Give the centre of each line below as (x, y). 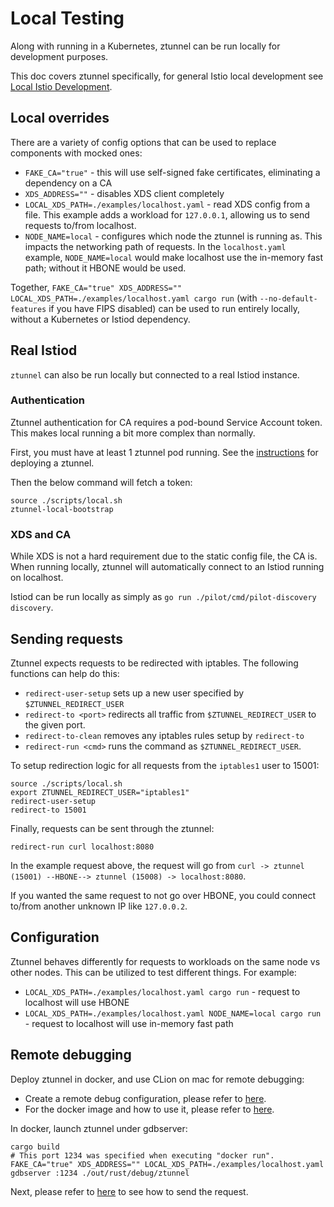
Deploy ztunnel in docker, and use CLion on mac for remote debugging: (157, 1079)
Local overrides (60, 118)
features (28, 309)
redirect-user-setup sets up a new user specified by (134, 693)
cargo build (35, 1147)
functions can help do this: (65, 673)
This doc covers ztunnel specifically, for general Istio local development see (167, 76)
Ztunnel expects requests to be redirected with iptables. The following (154, 663)
